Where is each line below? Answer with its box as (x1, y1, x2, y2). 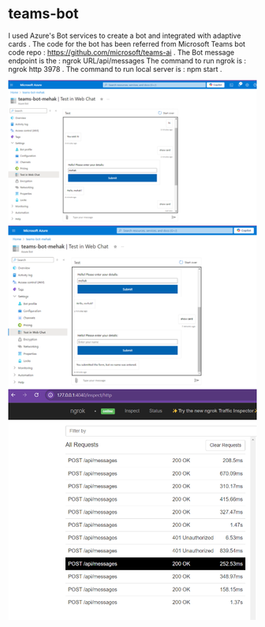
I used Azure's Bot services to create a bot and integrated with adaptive (8, 31, 241, 40)
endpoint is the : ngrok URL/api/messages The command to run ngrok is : (8, 56, 247, 65)
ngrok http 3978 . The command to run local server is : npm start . (8, 64, 222, 73)
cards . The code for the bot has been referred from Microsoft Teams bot (8, 39, 246, 48)
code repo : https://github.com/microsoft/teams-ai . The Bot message (8, 47, 235, 57)
